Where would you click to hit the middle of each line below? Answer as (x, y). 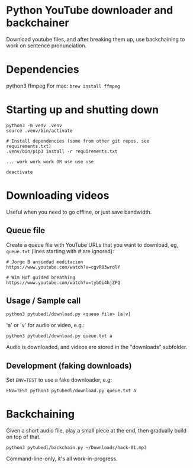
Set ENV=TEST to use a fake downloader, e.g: (59, 380)
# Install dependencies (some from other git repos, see (78, 141)
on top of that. (23, 437)
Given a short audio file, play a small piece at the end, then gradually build (96, 431)
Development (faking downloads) (69, 365)
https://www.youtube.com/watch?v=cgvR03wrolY (63, 267)
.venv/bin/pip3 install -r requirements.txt (62, 151)
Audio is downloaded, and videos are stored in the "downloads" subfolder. (97, 347)
